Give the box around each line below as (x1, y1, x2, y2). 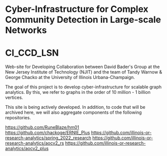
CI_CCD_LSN (5, 47, 59, 59)
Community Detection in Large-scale (5, 14, 161, 25)
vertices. (5, 94, 23, 100)
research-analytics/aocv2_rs (5, 140, 64, 146)
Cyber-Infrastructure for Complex (5, 3, 149, 15)
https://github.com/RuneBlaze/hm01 (5, 124, 79, 130)
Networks (5, 25, 47, 36)
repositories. (5, 115, 31, 121)
